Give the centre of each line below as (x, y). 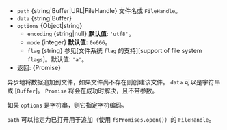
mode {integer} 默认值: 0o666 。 (69, 42)
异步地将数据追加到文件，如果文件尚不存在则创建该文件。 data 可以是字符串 (114, 82)
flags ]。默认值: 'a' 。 (57, 59)
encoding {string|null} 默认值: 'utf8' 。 (81, 34)
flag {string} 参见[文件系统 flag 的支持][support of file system (115, 51)
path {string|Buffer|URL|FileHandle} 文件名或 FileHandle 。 (99, 11)
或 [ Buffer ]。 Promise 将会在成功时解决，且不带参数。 (83, 91)
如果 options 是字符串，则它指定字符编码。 (67, 105)
